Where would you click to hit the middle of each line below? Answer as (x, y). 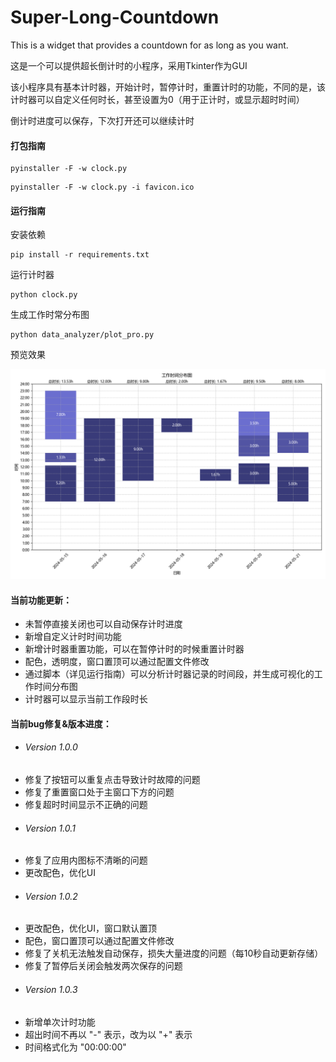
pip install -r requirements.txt (80, 255)
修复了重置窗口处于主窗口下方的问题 (99, 792)
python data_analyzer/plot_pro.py (82, 335)
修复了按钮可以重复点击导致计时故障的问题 (112, 780)
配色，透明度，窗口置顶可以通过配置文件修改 (117, 662)
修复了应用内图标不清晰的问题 (86, 860)
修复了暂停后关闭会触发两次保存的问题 (103, 966)
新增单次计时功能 (60, 1022)
